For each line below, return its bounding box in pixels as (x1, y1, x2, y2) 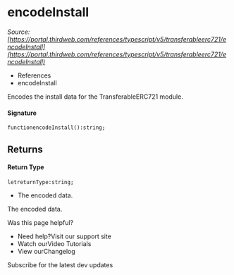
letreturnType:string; (7, 178, 74, 185)
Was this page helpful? (7, 218, 74, 226)
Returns (7, 143, 44, 155)
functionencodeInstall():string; (7, 124, 106, 131)
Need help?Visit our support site (17, 232, 111, 240)
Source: (7, 28, 30, 36)
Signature (7, 109, 37, 117)
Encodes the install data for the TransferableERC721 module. (7, 92, 183, 101)
